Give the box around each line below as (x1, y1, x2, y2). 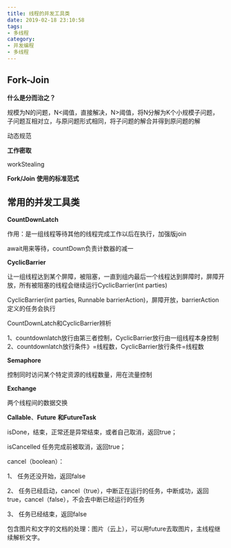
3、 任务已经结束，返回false (7, 509, 88, 518)
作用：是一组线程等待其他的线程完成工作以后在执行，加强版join (7, 229, 187, 238)
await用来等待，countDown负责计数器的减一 (7, 244, 134, 252)
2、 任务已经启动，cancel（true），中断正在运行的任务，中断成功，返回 (7, 486, 209, 495)
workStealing (7, 160, 45, 168)
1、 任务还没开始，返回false (7, 471, 86, 480)
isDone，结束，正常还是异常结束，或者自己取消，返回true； (7, 428, 178, 436)
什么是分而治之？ (7, 93, 56, 102)
